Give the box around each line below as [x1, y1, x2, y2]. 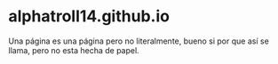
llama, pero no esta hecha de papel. [8, 44, 139, 55]
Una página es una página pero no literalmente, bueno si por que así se [8, 36, 270, 46]
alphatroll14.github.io [8, 6, 171, 27]
